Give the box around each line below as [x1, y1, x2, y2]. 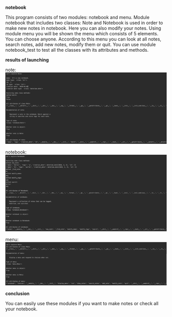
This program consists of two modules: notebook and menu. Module [5, 14, 150, 20]
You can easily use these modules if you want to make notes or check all [5, 301, 159, 307]
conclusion [5, 290, 30, 297]
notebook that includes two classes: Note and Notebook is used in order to [5, 20, 163, 26]
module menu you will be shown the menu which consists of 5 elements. [5, 31, 159, 36]
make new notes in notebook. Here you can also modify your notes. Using [5, 25, 161, 31]
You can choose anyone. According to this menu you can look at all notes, [5, 36, 162, 42]
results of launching [5, 57, 49, 63]
